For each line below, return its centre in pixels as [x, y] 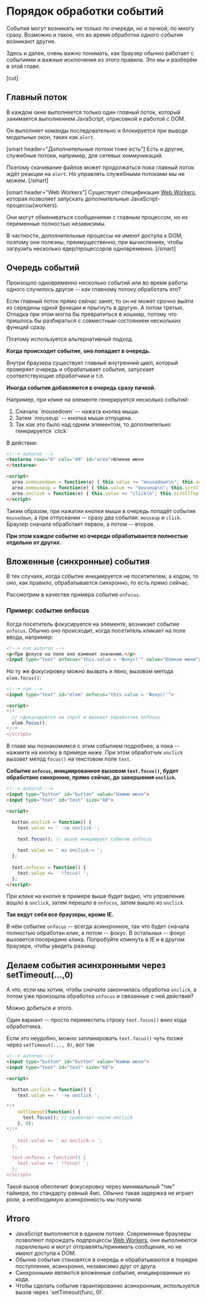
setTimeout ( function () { [49, 1112]
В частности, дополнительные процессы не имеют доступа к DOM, [95, 235]
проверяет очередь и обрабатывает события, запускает [80, 369]
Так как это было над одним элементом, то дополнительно [93, 424]
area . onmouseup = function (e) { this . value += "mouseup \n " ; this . [98, 488]
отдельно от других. [34, 542]
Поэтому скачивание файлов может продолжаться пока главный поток [100, 167]
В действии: [22, 443]
